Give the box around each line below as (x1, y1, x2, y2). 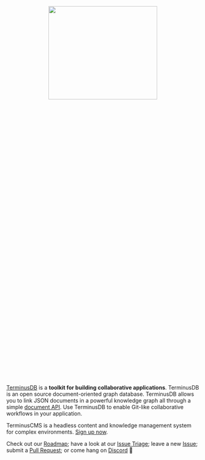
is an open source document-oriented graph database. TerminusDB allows (6, 390, 195, 398)
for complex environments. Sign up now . (6, 428, 108, 436)
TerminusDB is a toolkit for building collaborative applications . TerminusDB (6, 384, 199, 391)
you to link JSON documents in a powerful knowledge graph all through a (6, 397, 191, 404)
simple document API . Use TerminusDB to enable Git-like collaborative (6, 404, 184, 410)
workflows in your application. (6, 410, 83, 417)
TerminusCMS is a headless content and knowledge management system (6, 422, 192, 429)
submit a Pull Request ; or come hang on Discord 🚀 (6, 447, 133, 454)
